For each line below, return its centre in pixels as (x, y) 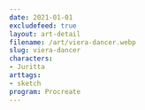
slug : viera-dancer (45, 51)
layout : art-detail (45, 34)
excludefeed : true (43, 26)
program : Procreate (45, 91)
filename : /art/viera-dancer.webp (73, 42)
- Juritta (27, 67)
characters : (31, 59)
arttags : (25, 75)
